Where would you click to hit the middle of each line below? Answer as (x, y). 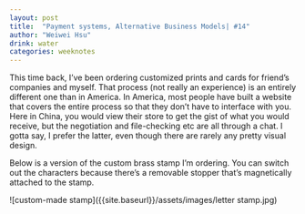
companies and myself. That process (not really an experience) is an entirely (153, 87)
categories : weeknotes (52, 52)
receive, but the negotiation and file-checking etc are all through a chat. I (146, 126)
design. (24, 146)
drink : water (34, 43)
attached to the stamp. (52, 182)
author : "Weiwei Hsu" (51, 35)
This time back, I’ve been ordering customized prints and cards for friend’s (149, 77)
